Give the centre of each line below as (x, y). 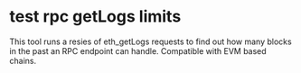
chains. (23, 60)
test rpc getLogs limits (95, 17)
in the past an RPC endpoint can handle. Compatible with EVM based (138, 50)
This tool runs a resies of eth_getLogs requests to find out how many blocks (150, 41)
